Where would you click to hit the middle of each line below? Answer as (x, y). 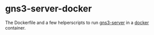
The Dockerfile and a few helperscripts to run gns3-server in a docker (77, 22)
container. (15, 27)
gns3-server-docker (49, 9)
